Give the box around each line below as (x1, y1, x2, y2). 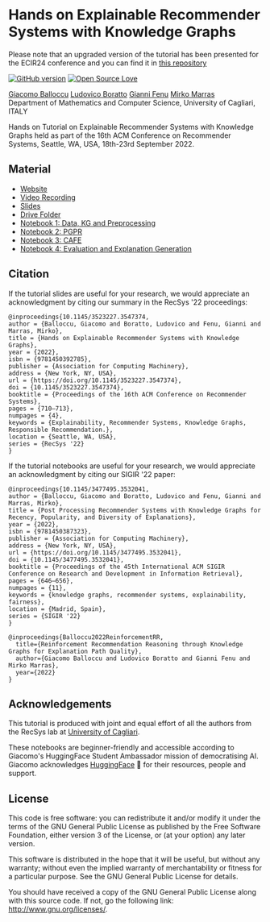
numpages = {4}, (8, 411, 63, 420)
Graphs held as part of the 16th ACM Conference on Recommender (8, 131, 231, 140)
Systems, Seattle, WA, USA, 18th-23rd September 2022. (8, 139, 195, 148)
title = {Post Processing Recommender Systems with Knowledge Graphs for (8, 506, 262, 514)
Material (8, 163, 51, 177)
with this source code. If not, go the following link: (8, 896, 174, 906)
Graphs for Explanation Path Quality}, (8, 647, 143, 655)
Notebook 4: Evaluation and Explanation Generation (19, 243, 192, 253)
